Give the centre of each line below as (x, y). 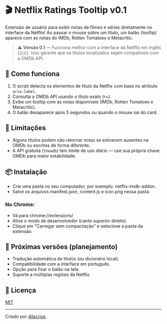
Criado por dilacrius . (26, 317)
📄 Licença (21, 290)
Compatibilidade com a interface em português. (61, 264)
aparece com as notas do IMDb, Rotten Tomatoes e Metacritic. (69, 38)
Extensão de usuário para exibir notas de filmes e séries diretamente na (79, 27)
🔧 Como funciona (32, 74)
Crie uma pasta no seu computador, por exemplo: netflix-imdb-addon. (84, 186)
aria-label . (24, 91)
